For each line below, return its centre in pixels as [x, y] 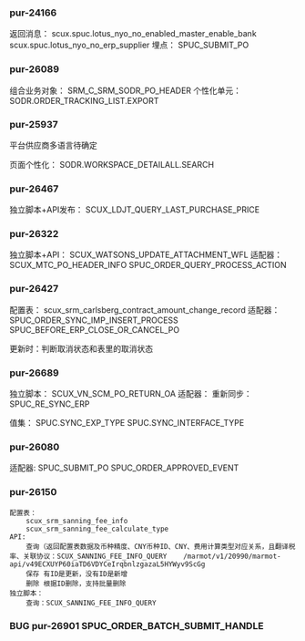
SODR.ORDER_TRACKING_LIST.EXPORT [84, 100]
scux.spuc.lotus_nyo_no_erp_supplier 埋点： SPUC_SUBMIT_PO [129, 45]
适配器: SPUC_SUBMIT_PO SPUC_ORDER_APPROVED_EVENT [124, 468]
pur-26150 [33, 492]
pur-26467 [34, 189]
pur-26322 [34, 234]
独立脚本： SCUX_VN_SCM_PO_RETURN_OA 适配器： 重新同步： [131, 394]
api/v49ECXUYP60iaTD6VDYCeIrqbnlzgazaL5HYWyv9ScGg [107, 564]
